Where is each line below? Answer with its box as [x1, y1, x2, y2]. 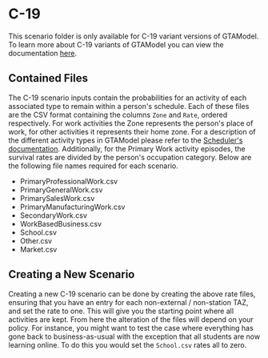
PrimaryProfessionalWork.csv [19, 176, 118, 186]
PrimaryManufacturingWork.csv [19, 202, 126, 211]
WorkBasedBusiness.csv [19, 219, 102, 228]
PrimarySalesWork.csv [19, 193, 95, 203]
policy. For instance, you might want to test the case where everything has [8, 323, 254, 332]
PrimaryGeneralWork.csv [19, 185, 103, 195]
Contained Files [8, 71, 88, 85]
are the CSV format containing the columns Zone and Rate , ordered [8, 110, 228, 119]
